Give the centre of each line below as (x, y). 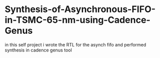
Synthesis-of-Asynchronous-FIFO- (80, 9)
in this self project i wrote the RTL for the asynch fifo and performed (76, 44)
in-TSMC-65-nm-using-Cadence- (78, 20)
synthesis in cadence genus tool (38, 50)
